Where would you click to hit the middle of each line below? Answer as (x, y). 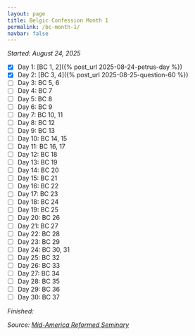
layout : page (26, 14)
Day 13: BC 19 (37, 162)
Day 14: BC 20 (38, 170)
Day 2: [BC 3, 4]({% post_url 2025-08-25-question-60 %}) (103, 75)
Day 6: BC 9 (35, 107)
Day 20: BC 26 (39, 218)
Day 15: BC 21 (37, 178)
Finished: (20, 311)
